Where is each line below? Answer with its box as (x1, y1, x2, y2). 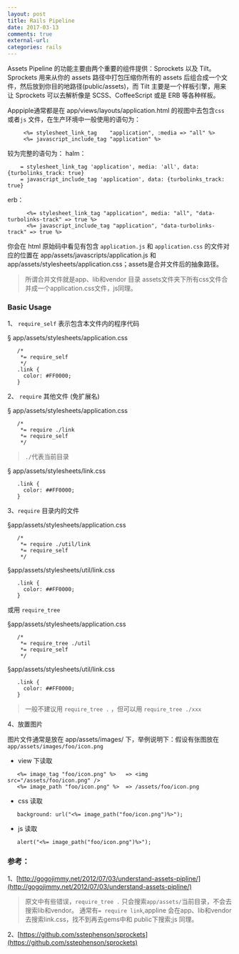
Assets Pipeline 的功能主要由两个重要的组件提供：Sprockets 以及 (7, 64, 198, 72)
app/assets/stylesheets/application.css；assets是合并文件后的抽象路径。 (7, 260, 223, 268)
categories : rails (7, 44, 62, 51)
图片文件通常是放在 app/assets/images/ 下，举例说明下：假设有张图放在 (7, 735, 220, 744)
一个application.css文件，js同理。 (37, 284, 137, 292)
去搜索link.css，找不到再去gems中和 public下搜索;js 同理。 (24, 915, 198, 923)
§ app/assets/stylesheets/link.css (7, 467, 106, 475)
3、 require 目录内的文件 (7, 507, 80, 515)
